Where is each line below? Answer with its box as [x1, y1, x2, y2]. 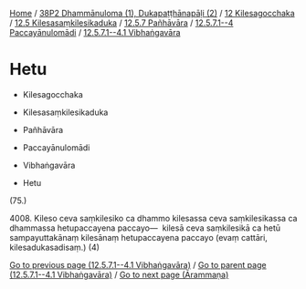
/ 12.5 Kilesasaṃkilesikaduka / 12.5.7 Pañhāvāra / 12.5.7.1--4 [9, 17, 234, 28]
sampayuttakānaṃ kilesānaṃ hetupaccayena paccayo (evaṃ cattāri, [9, 232, 268, 243]
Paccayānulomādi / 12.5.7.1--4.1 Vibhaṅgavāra [9, 27, 181, 37]
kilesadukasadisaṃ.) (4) [9, 242, 100, 253]
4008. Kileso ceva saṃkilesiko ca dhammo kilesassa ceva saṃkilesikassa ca [9, 212, 298, 223]
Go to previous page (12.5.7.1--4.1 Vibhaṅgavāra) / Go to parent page [9, 259, 267, 270]
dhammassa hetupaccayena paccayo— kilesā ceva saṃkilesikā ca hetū [9, 222, 281, 233]
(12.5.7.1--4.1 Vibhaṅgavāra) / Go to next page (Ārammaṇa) [9, 269, 229, 280]
